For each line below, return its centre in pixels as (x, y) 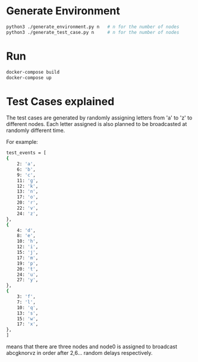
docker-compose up (29, 78)
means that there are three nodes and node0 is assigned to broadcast (92, 347)
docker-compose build (33, 72)
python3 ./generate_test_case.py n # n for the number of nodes (93, 32)
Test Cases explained (60, 101)
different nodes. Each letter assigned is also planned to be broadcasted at (97, 124)
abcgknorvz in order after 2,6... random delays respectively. (79, 353)
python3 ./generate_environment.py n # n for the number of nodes (93, 27)
